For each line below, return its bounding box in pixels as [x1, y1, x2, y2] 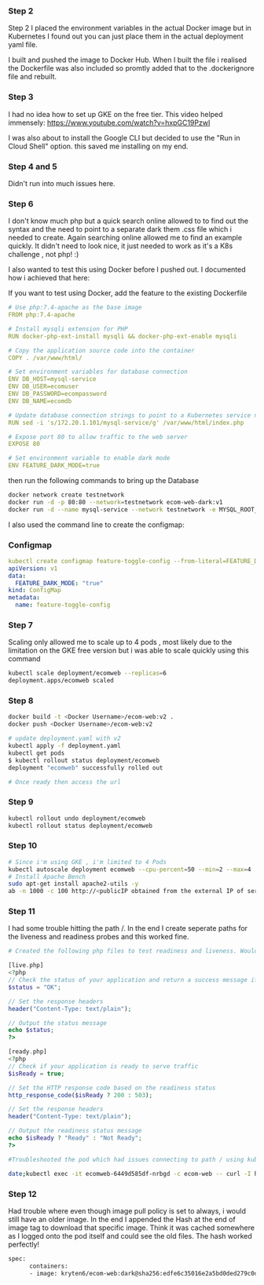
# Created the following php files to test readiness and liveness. [8, 947, 237, 955]
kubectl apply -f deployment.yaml [8, 742, 122, 750]
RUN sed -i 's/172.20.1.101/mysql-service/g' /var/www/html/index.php [8, 419, 244, 427]
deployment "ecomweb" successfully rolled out [8, 763, 163, 771]
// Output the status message [8, 1019, 108, 1027]
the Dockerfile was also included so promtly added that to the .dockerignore [8, 64, 255, 73]
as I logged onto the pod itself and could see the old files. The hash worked [8, 1231, 253, 1240]
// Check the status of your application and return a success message [8, 976, 247, 984]
